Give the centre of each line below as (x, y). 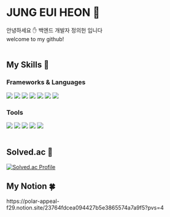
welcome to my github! (35, 39)
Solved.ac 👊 (30, 152)
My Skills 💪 (28, 65)
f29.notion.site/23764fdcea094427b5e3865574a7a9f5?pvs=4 (85, 207)
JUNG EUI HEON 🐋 (53, 13)
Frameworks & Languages (46, 82)
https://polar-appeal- (33, 201)
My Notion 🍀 (31, 186)
